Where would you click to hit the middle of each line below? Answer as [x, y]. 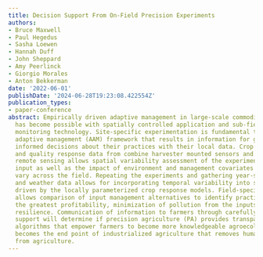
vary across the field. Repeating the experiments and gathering [124, 176]
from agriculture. [45, 241]
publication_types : [40, 103]
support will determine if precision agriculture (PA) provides [122, 219]
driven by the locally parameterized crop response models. [115, 190]
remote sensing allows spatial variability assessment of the [119, 161]
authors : [22, 23]
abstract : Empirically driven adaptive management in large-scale [119, 118]
